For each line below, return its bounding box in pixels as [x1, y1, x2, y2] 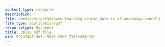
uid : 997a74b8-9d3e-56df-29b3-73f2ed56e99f [5, 35, 96, 40]
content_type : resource [5, 7, 54, 12]
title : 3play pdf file [5, 30, 52, 35]
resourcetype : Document [5, 25, 54, 30]
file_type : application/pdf [5, 21, 63, 26]
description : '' [5, 12, 38, 17]
